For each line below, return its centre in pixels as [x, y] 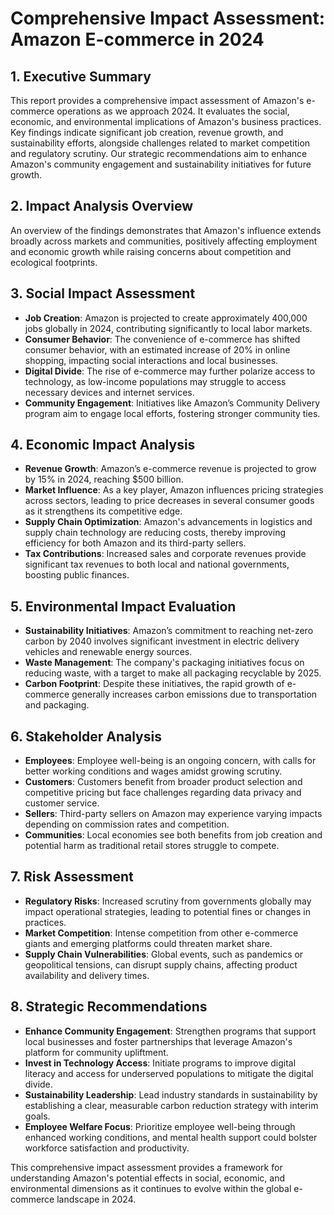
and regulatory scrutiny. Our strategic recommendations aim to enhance [159, 153]
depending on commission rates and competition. [127, 824]
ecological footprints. [54, 262]
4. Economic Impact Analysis [103, 445]
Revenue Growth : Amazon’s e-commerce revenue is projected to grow [170, 469]
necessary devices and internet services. [109, 392]
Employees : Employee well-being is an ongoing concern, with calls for [170, 761]
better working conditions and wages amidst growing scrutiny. [153, 771]
